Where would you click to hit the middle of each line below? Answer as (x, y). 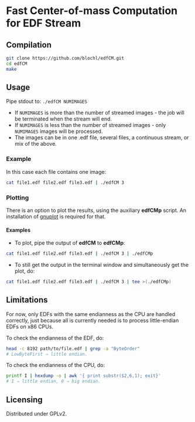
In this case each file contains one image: (56, 171)
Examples (18, 230)
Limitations (27, 300)
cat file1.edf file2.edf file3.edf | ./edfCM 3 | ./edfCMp (80, 254)
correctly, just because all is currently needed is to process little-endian (93, 320)
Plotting (18, 197)
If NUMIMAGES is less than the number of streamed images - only (90, 125)
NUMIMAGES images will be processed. (59, 131)
